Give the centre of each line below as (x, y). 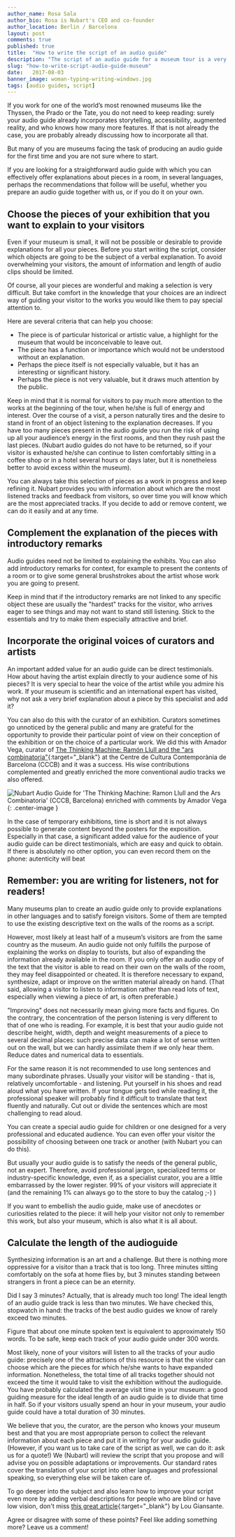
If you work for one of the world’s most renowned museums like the (105, 105)
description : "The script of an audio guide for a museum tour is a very (117, 60)
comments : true (29, 40)
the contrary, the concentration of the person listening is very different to (113, 1018)
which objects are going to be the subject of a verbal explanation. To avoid (115, 257)
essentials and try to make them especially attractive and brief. (98, 619)
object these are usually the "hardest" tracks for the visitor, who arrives (110, 604)
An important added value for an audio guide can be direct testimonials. (111, 669)
